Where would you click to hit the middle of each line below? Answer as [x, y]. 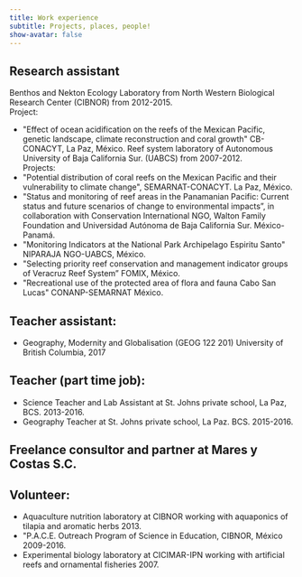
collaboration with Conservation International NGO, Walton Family [144, 216]
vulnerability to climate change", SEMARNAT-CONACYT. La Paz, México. [157, 187]
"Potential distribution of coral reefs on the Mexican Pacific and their [150, 178]
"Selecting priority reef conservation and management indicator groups [155, 264]
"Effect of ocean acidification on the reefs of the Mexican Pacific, [144, 130]
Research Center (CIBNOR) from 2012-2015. [91, 102]
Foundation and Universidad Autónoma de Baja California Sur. [137, 226]
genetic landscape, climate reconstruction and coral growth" [135, 139]
